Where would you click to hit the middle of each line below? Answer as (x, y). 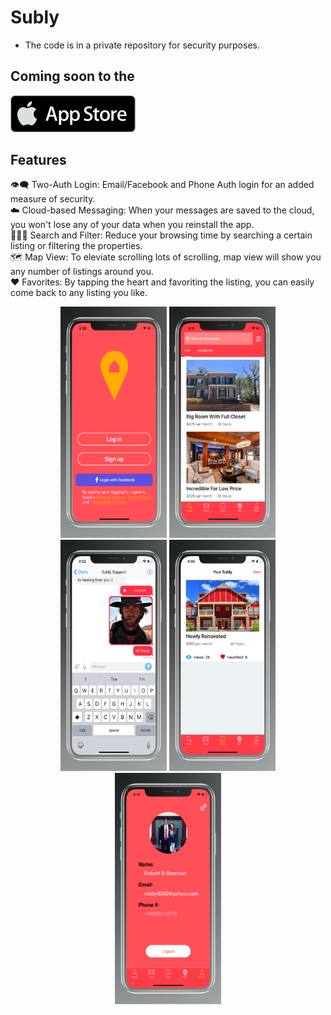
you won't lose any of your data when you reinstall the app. (132, 225)
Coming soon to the (72, 76)
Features (38, 159)
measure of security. (53, 199)
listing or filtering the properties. (76, 246)
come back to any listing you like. (79, 293)
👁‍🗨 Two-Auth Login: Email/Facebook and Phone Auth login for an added (162, 185)
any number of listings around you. (82, 272)
